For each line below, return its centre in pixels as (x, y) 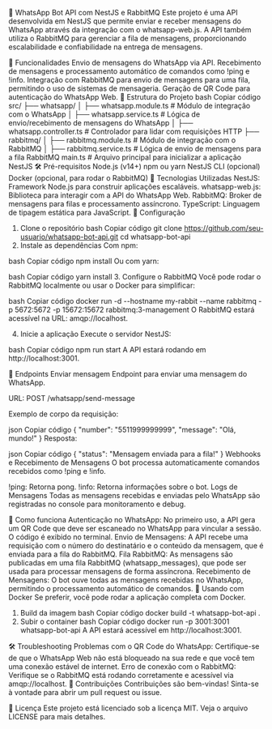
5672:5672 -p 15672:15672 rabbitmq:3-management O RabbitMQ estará (135, 309)
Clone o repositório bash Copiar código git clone (101, 228)
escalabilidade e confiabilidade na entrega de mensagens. (106, 47)
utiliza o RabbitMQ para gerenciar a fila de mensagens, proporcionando (127, 38)
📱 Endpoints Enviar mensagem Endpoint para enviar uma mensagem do (128, 374)
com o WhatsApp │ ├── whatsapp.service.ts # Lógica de (104, 114)
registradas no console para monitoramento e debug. (97, 504)
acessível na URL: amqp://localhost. (68, 318)
